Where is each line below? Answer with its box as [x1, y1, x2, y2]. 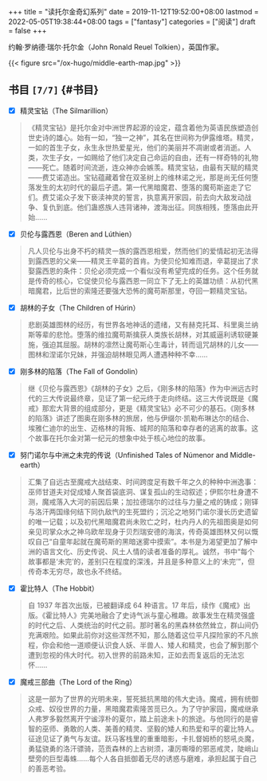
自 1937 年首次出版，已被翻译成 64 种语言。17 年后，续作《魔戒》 [27, 600, 244, 611]
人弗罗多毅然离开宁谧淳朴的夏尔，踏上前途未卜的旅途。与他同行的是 [27, 714, 252, 724]
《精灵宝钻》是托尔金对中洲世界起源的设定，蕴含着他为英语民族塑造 [27, 123, 252, 132]
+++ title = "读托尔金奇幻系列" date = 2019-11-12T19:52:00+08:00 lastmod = [8, 7, 259, 16]
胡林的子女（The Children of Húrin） [19, 303, 140, 312]
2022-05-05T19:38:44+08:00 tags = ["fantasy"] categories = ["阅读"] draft [8, 17, 256, 26]
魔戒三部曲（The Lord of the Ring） [19, 678, 137, 687]
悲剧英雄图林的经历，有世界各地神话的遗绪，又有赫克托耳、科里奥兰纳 [27, 320, 259, 329]
